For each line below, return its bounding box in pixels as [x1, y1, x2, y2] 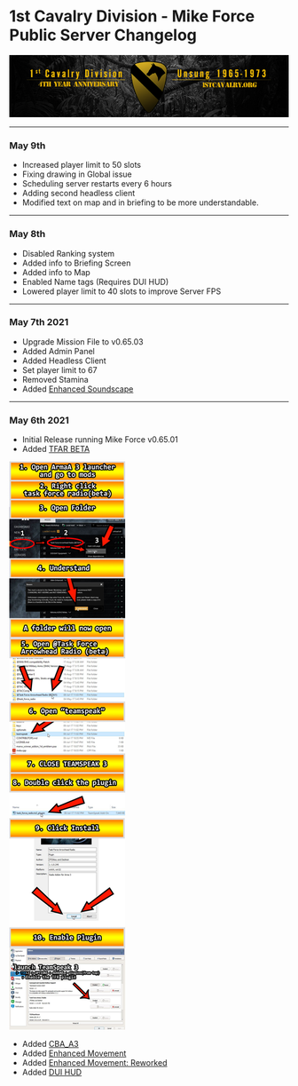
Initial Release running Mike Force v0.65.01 [21, 434, 179, 445]
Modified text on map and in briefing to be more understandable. [21, 197, 259, 208]
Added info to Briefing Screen [21, 258, 131, 268]
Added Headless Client [21, 355, 106, 366]
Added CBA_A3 [21, 1039, 80, 1050]
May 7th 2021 [9, 316, 69, 329]
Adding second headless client [21, 188, 136, 199]
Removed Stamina [21, 374, 89, 384]
